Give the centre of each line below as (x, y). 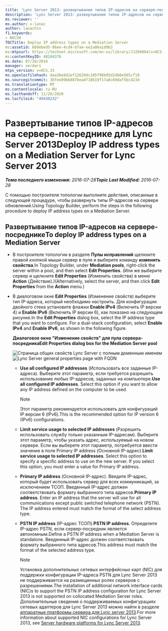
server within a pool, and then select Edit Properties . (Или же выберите (87, 271)
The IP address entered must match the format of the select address (90, 508)
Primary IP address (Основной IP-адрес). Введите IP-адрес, (83, 476)
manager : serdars (23, 66)
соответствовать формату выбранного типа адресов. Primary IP (88, 492)
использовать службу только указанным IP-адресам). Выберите (89, 434)
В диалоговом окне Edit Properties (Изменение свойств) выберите (84, 296)
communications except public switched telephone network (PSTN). (90, 503)
